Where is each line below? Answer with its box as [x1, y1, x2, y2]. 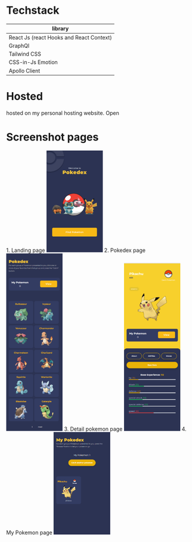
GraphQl [8, 42, 30, 49]
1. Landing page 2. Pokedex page [6, 246, 146, 254]
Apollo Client [8, 67, 41, 74]
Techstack [6, 4, 60, 17]
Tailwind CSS [8, 50, 42, 57]
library [51, 25, 69, 32]
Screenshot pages [6, 130, 99, 144]
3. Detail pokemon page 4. [64, 425, 187, 433]
